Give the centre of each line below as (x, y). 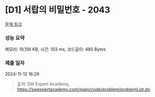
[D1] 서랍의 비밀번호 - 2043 (58, 10)
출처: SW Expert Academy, (43, 84)
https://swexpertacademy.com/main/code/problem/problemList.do (84, 89)
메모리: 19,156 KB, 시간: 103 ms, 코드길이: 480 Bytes (55, 49)
